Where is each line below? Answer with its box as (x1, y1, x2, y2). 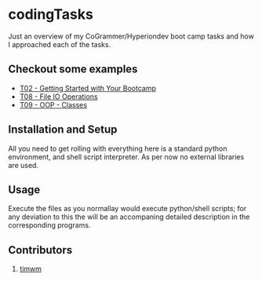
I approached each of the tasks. (8, 39, 111, 49)
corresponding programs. (8, 221, 91, 230)
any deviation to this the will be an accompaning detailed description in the (8, 212, 250, 221)
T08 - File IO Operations (19, 92, 98, 101)
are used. (8, 160, 39, 170)
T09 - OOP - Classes (19, 100, 88, 109)
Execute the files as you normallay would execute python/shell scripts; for (8, 204, 247, 213)
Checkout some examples (8, 63, 138, 76)
